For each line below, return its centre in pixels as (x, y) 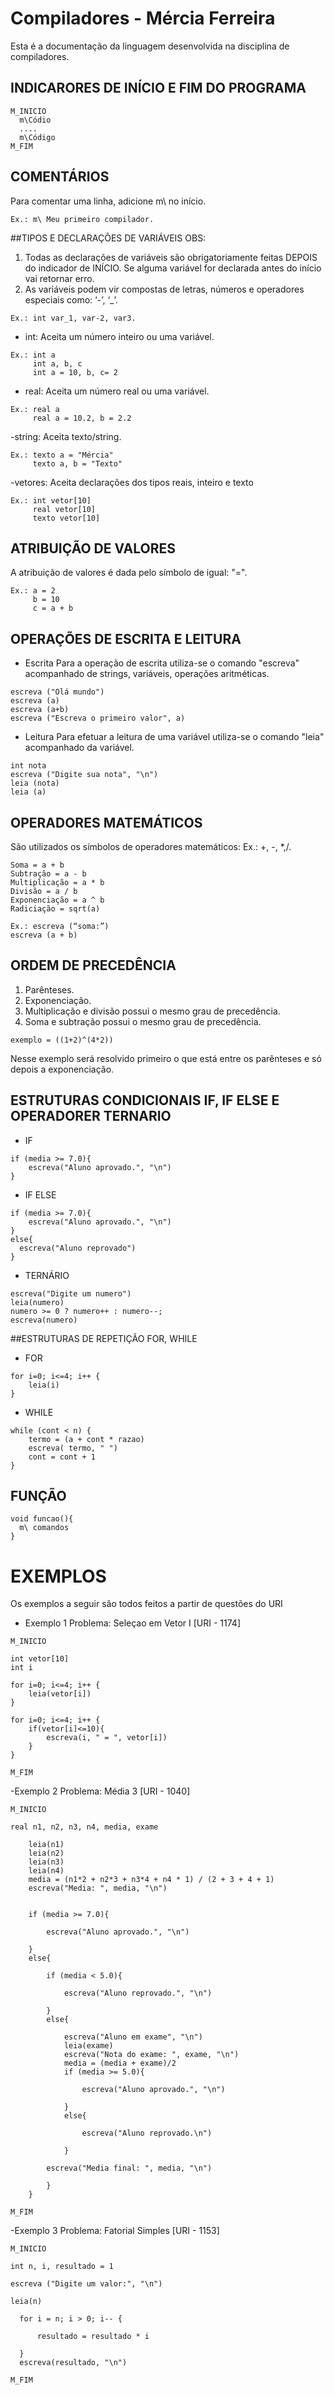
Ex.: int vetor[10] (51, 500)
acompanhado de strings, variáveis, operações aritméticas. (147, 674)
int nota (28, 766)
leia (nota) (35, 783)
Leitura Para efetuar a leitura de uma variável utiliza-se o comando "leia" (174, 737)
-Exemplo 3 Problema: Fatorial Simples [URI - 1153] (115, 2231)
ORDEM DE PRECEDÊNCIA (93, 965)
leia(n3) (46, 1862)
